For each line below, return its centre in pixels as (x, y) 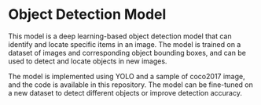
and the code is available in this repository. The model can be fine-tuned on (131, 85)
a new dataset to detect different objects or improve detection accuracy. (125, 92)
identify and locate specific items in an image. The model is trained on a (125, 44)
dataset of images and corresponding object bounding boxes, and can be (127, 52)
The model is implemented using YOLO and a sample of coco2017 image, (127, 76)
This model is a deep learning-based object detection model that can (120, 36)
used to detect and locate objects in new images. (88, 61)
